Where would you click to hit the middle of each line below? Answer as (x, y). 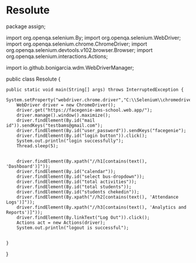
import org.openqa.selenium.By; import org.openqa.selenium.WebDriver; (93, 37)
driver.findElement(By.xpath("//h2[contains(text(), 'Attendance (98, 197)
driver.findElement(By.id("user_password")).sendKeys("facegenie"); (101, 130)
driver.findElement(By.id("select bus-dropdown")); (80, 177)
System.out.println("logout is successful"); (73, 228)
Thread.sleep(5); (38, 146)
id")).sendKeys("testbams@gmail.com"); (55, 125)
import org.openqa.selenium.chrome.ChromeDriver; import (77, 44)
